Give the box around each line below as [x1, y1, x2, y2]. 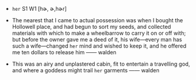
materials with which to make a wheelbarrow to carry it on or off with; [12, 29, 186, 37]
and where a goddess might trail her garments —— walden [12, 67, 160, 74]
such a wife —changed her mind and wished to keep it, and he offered [12, 42, 187, 49]
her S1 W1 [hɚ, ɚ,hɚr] [12, 5, 67, 12]
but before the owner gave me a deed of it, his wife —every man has [12, 36, 182, 43]
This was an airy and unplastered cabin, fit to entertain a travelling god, [12, 60, 191, 67]
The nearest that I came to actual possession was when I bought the [12, 17, 183, 23]
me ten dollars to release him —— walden [12, 49, 117, 56]
